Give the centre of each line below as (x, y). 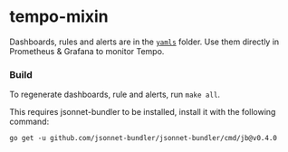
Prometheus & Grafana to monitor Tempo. (87, 51)
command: (29, 122)
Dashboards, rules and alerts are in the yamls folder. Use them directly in (144, 42)
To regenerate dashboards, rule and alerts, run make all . (115, 95)
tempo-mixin (59, 17)
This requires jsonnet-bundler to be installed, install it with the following (143, 112)
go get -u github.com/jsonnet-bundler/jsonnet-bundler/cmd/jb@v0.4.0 (144, 138)
